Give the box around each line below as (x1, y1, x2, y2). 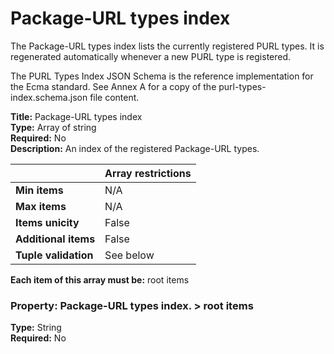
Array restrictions (104, 166, 192, 180)
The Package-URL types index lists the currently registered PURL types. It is (10, 40, 325, 52)
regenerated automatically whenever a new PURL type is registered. (10, 50, 292, 62)
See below (104, 248, 155, 262)
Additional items (15, 232, 96, 246)
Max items (15, 199, 67, 213)
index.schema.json (10, 91, 88, 103)
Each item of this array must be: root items (10, 273, 190, 286)
